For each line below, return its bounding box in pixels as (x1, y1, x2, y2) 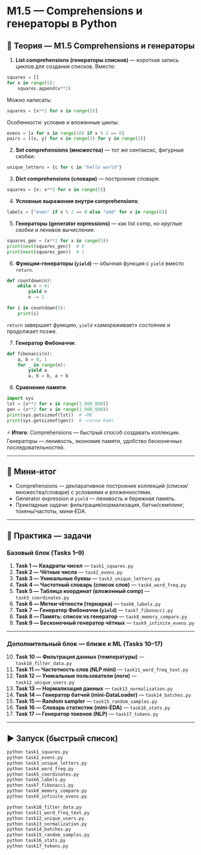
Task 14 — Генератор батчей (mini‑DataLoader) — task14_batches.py (15, 691, 191, 699)
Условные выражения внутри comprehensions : (15, 198, 140, 204)
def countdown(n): (7, 278, 52, 284)
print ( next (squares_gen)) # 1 (7, 249, 85, 255)
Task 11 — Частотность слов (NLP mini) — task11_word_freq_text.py (15, 666, 188, 673)
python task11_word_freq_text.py (7, 810, 90, 816)
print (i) (17, 310, 39, 316)
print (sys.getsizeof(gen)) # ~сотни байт (7, 417, 114, 423)
